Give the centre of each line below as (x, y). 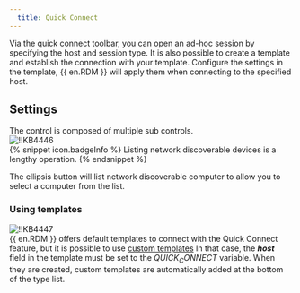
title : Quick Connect (58, 17)
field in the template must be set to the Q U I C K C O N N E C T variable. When (142, 259)
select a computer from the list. (67, 186)
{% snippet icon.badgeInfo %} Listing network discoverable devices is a (143, 150)
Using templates (46, 210)
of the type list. (37, 279)
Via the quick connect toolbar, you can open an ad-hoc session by (132, 43)
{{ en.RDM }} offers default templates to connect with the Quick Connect (144, 238)
